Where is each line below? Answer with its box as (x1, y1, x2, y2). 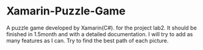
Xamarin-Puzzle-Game (6, 4, 126, 18)
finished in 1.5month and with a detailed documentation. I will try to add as (6, 30, 193, 37)
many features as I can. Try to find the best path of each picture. (6, 37, 169, 44)
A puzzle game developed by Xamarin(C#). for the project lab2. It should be (6, 24, 197, 31)
